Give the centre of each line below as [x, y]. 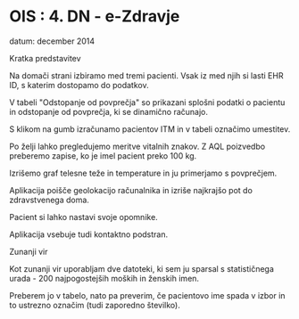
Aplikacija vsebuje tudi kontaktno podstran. [89, 234]
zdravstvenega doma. [49, 200]
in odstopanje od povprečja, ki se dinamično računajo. [108, 111]
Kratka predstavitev [46, 58]
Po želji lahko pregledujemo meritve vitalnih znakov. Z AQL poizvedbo [137, 146]
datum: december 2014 [52, 41]
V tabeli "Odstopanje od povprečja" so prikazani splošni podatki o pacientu [147, 102]
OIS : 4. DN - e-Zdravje [95, 16]
